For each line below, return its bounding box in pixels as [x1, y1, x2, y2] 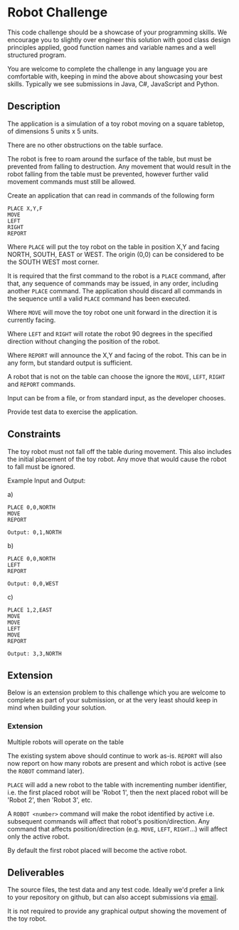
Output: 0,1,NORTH [7, 529, 62, 536]
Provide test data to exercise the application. [7, 408, 138, 416]
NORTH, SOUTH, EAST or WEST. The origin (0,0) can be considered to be [7, 250, 224, 258]
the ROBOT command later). [7, 767, 85, 775]
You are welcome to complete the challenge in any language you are [7, 64, 208, 73]
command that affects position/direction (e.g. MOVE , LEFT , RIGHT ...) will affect [7, 824, 228, 833]
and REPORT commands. [7, 380, 76, 388]
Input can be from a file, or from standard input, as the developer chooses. [7, 393, 226, 402]
